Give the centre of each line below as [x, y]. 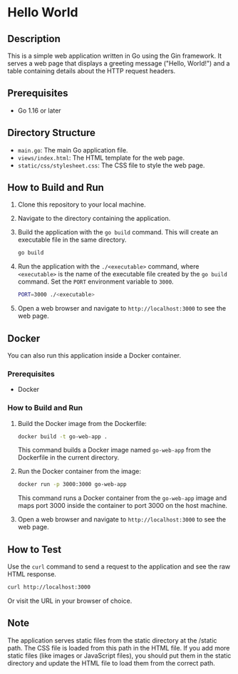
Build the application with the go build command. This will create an [118, 232]
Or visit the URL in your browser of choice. [70, 601]
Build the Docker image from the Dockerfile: [82, 423]
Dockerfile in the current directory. [68, 457]
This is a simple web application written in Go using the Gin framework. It [115, 56]
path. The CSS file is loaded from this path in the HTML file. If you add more [119, 648]
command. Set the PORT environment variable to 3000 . [95, 281]
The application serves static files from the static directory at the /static [112, 640]
